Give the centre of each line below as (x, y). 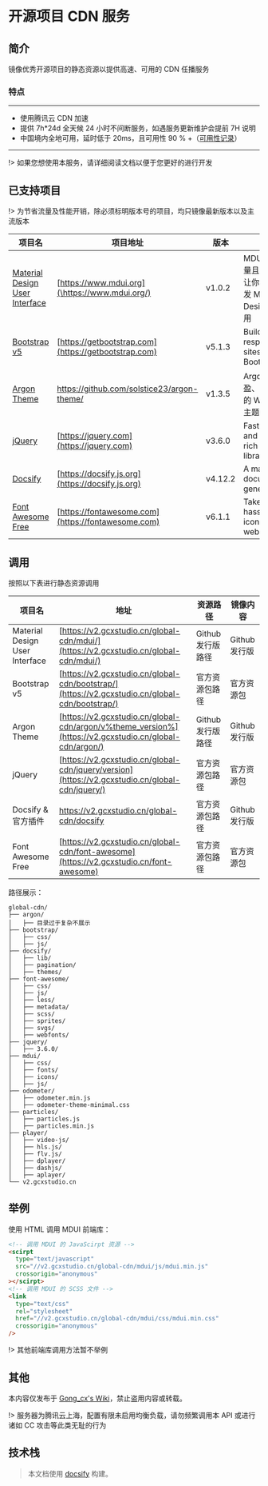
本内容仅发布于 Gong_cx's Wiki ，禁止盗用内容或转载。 (98, 1398)
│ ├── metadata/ (39, 1007)
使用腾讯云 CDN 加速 (54, 118)
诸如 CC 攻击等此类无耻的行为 (57, 1425)
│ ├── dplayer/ (37, 1160)
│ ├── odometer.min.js (49, 1098)
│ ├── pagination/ (43, 965)
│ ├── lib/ (30, 958)
